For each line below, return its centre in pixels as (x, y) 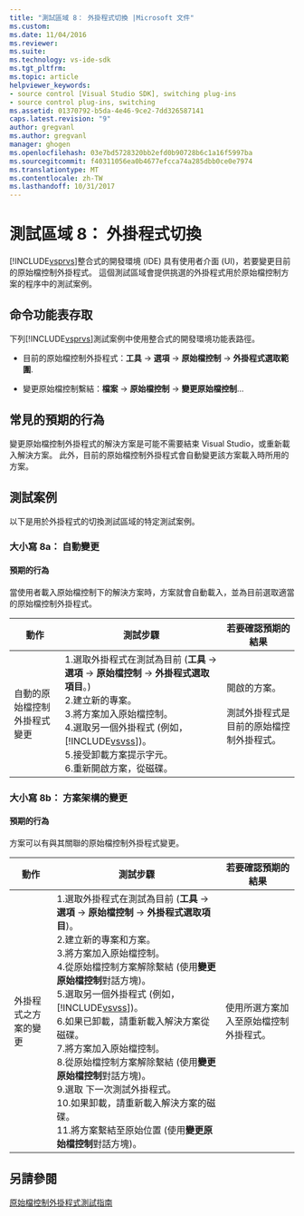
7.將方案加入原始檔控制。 (111, 1048)
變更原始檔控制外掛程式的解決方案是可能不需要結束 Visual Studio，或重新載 (150, 443)
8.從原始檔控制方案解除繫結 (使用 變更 (136, 1062)
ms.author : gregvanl (48, 136)
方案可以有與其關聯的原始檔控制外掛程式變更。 (96, 843)
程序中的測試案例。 (61, 284)
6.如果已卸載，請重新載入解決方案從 (133, 1021)
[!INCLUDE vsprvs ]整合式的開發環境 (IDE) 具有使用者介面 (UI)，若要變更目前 (150, 261)
